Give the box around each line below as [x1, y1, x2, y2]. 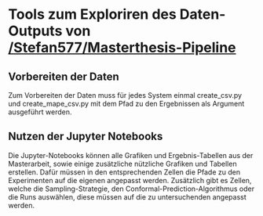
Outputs [8, 22, 63, 40]
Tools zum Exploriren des [8, 5, 177, 23]
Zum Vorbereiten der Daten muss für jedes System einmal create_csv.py [8, 91, 242, 99]
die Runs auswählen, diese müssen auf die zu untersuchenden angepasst [8, 192, 247, 201]
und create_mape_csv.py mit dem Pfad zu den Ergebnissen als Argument [8, 99, 245, 108]
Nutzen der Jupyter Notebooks [8, 130, 163, 143]
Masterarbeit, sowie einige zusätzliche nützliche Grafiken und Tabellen [8, 159, 237, 168]
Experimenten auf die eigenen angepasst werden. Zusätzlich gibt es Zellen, [8, 175, 252, 185]
